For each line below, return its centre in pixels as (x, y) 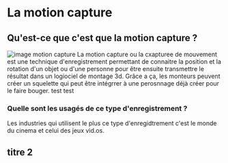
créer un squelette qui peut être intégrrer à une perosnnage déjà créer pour (113, 83)
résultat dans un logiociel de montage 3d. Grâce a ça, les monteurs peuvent (114, 76)
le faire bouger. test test (41, 91)
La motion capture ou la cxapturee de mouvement (147, 54)
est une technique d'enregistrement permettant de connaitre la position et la (114, 62)
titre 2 (20, 152)
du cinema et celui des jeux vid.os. (56, 131)
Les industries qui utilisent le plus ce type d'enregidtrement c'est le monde (112, 123)
